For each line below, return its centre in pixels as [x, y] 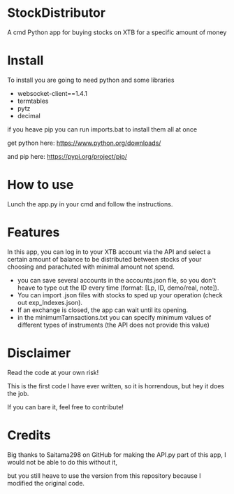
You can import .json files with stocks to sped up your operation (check [120, 295]
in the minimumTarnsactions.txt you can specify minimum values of [114, 317]
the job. [18, 393]
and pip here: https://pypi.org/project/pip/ [67, 156]
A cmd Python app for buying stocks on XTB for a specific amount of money [117, 32]
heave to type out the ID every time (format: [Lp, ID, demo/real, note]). [118, 288]
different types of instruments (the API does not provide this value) [113, 325]
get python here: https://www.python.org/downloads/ [84, 143]
